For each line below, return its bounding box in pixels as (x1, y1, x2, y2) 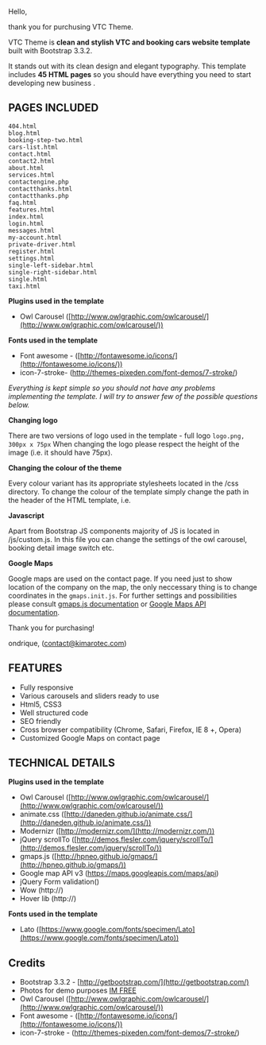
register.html (8, 247, 56, 255)
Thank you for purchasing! (8, 623, 95, 633)
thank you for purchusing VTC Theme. (8, 22, 133, 31)
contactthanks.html (8, 184, 73, 193)
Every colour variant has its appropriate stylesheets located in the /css (8, 478, 239, 488)
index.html (8, 212, 44, 221)
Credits (8, 956, 46, 970)
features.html (8, 206, 56, 214)
